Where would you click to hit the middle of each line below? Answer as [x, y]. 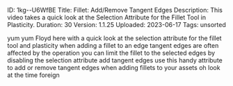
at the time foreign [34, 75]
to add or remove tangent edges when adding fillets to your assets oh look [114, 68]
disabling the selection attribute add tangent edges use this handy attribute [115, 60]
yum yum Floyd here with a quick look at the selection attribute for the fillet [114, 38]
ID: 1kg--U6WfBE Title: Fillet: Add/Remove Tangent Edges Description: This [115, 10]
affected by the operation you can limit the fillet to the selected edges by [111, 53]
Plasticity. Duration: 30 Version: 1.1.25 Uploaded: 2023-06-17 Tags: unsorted [116, 25]
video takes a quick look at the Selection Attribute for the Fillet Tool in [107, 17]
